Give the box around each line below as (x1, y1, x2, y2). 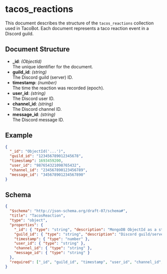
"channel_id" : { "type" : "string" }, (14, 246, 92, 251)
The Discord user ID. (12, 95, 55, 101)
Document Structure (5, 45, 70, 53)
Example (5, 131, 33, 140)
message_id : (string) (12, 111, 56, 117)
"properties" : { (9, 222, 43, 228)
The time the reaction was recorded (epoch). (12, 85, 104, 91)
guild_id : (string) (12, 69, 47, 75)
